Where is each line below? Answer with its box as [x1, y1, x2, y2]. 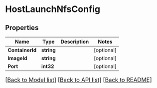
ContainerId [7, 46, 37, 53]
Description [60, 38, 89, 45]
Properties [5, 23, 39, 32]
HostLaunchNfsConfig [5, 3, 101, 15]
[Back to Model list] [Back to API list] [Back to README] [5, 76, 152, 83]
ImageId [7, 55, 27, 61]
